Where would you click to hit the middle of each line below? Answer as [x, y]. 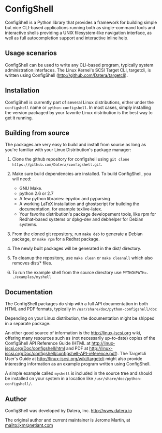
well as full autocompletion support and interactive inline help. [67, 38]
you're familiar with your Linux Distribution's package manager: [68, 150]
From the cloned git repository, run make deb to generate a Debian [77, 234]
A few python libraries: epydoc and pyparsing [65, 199]
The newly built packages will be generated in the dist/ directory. [77, 248]
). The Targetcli [131, 354]
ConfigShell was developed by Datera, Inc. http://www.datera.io [68, 411]
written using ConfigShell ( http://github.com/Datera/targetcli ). [66, 75]
